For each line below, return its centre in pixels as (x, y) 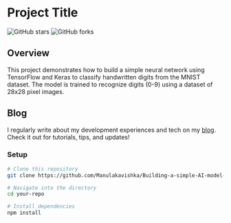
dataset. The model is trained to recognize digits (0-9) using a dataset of (110, 84)
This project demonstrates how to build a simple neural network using (106, 69)
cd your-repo (26, 194)
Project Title (43, 13)
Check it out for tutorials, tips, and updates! (68, 137)
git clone (21, 175)
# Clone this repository (43, 169)
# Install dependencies (41, 207)
